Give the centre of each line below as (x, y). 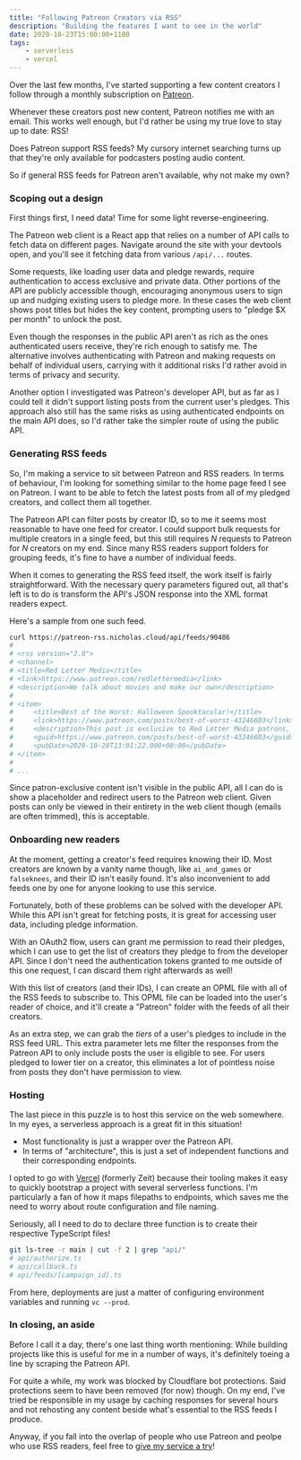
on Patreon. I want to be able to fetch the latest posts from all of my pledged (150, 492)
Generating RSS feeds (58, 454)
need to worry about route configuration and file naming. (114, 1207)
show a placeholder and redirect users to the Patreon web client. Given (140, 797)
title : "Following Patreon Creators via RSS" (95, 17)
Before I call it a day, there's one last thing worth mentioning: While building (149, 1344)
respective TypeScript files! (60, 1234)
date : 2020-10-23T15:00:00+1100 (69, 34)
